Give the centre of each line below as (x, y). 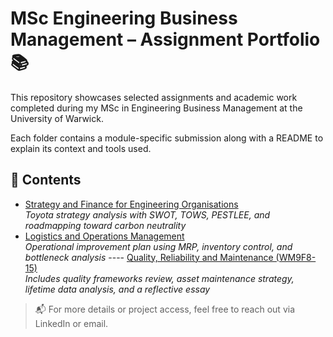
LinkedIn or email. (71, 323)
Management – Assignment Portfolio (165, 39)
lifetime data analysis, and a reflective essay (117, 289)
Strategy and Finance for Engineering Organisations (131, 204)
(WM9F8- (296, 257)
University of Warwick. (57, 118)
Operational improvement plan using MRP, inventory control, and (158, 246)
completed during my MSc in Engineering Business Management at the (156, 108)
